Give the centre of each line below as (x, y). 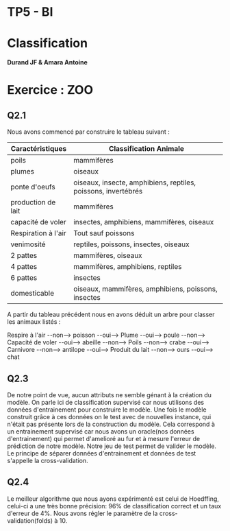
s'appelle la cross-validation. (48, 460)
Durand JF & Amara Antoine (47, 62)
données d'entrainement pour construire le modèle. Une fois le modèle (107, 410)
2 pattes (24, 256)
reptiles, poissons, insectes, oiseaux (131, 244)
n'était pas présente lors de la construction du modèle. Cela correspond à (111, 424)
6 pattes (24, 278)
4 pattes (24, 267)
